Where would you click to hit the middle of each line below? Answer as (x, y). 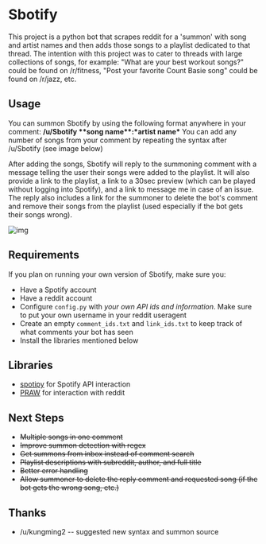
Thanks (27, 513)
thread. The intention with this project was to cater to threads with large (125, 53)
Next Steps (36, 418)
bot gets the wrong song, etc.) (69, 488)
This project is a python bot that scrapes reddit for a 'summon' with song (127, 37)
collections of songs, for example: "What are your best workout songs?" (126, 62)
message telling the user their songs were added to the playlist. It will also (129, 172)
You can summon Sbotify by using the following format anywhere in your (127, 123)
